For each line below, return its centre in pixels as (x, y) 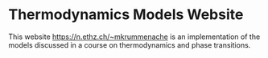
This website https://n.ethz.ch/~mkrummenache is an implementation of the (134, 37)
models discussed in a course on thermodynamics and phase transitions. (130, 44)
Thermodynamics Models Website (126, 15)
